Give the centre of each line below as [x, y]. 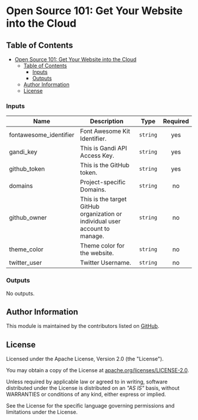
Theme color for [102, 246]
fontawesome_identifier [42, 135]
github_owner [28, 218]
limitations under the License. [42, 412]
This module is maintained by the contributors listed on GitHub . [83, 326]
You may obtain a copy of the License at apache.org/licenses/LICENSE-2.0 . [98, 370]
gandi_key [23, 152]
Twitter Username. [105, 263]
